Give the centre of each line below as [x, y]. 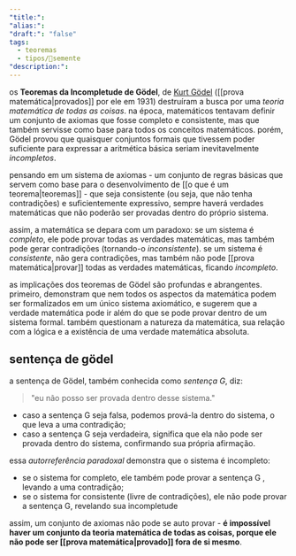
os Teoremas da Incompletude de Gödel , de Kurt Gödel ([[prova [127, 92]
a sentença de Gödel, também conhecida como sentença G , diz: [126, 381]
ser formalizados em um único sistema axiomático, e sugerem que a [133, 303]
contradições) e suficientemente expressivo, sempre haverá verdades [137, 203]
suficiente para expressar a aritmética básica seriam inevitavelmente [134, 148]
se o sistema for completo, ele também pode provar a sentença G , [143, 477]
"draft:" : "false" [43, 34]
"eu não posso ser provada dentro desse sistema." [123, 398]
